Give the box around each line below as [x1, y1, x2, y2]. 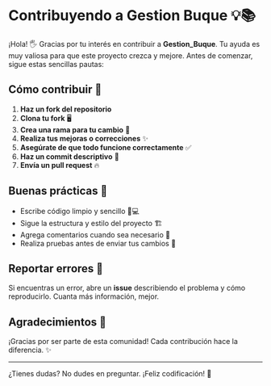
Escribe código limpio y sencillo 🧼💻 [19, 206, 140, 216]
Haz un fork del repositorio [19, 104, 112, 114]
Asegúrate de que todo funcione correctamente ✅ [19, 142, 192, 152]
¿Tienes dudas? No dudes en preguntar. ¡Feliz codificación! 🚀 [8, 369, 212, 379]
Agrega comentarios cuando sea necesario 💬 [19, 229, 171, 239]
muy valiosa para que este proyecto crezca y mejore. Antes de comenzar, [8, 50, 253, 61]
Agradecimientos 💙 [8, 315, 107, 329]
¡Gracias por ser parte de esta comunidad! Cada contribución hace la [8, 337, 238, 346]
